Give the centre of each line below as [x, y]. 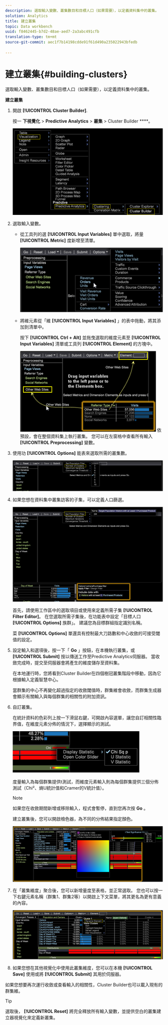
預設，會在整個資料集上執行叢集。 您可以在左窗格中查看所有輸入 [86, 436]
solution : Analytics [27, 16]
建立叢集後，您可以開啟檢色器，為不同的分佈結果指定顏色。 [74, 819]
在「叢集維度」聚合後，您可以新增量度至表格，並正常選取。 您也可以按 [85, 891]
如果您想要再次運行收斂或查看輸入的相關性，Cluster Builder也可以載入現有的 [84, 985]
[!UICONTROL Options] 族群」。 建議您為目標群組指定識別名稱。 [78, 623]
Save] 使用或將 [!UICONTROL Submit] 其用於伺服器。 [68, 974]
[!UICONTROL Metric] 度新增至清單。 [59, 240]
